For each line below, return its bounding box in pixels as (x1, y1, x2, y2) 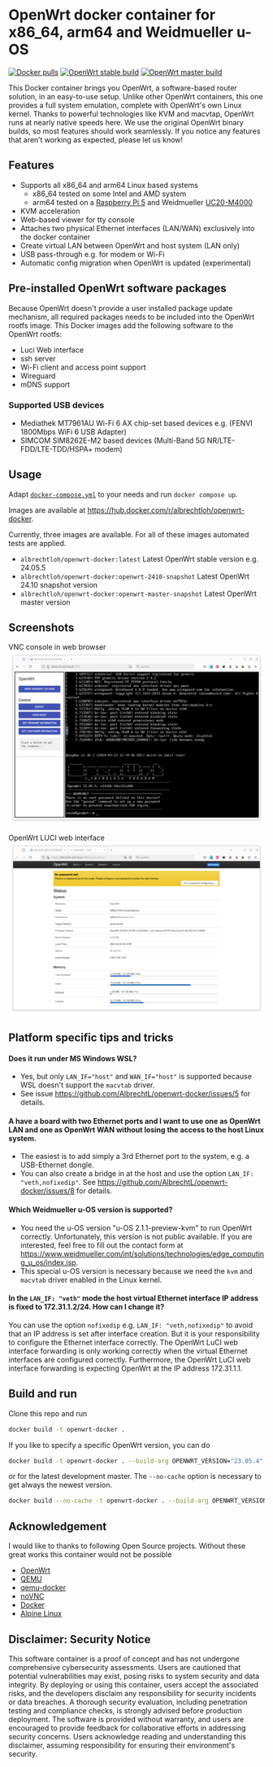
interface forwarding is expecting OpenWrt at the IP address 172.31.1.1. (8, 1363, 243, 1373)
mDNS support (19, 379, 71, 389)
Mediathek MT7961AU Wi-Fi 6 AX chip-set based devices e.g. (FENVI (19, 418, 253, 428)
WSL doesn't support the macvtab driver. (19, 1080, 155, 1090)
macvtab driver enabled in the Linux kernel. (19, 1275, 162, 1284)
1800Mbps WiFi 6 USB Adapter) (19, 426, 128, 436)
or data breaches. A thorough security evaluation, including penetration (8, 1697, 248, 1707)
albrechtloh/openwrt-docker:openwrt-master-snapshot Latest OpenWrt (19, 588, 258, 598)
